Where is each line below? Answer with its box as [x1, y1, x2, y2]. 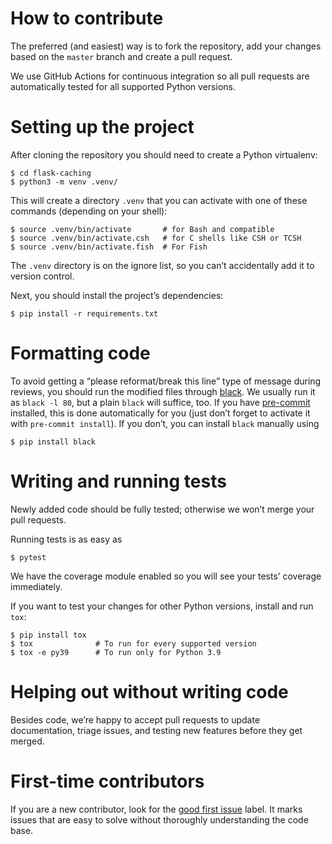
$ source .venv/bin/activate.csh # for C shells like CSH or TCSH [10, 233, 302, 243]
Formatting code [10, 342, 151, 365]
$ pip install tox [10, 630, 87, 640]
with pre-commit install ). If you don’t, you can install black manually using [10, 417, 320, 429]
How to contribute [10, 7, 164, 30]
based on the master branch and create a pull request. [10, 50, 233, 62]
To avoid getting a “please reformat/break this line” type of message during [10, 375, 322, 387]
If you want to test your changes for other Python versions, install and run [10, 600, 314, 612]
